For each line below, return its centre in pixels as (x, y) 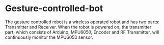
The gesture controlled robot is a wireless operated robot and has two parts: (82, 22)
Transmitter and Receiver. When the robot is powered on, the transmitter (78, 27)
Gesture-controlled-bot (54, 8)
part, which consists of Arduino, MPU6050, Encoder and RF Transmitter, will (82, 32)
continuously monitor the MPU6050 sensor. (49, 37)
